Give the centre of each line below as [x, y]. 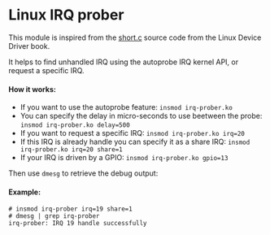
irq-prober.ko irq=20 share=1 [72, 150]
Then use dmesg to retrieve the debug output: [83, 173]
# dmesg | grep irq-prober [54, 216]
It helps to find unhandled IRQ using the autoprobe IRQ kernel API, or [124, 62]
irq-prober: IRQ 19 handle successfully [78, 224]
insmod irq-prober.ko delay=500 [75, 125]
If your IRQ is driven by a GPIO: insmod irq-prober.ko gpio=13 [124, 158]
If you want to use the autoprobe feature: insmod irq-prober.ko [126, 107]
